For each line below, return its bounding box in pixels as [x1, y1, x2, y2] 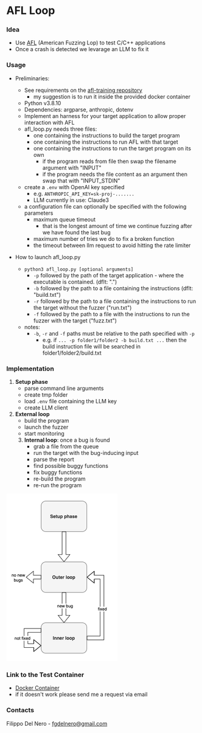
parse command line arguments [24, 384, 104, 392]
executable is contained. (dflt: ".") [33, 278, 117, 285]
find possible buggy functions [33, 462, 108, 470]
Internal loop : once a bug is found [24, 436, 111, 444]
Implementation [6, 364, 55, 373]
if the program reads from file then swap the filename [42, 158, 176, 165]
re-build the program [33, 475, 86, 482]
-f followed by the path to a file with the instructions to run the [33, 310, 190, 318]
